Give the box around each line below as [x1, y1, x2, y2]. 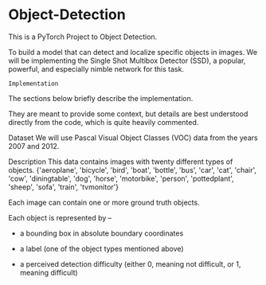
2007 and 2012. [8, 141, 60, 150]
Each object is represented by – [8, 213, 112, 222]
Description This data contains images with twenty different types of [8, 157, 233, 166]
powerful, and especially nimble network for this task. [8, 64, 185, 73]
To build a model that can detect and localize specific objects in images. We [8, 47, 257, 57]
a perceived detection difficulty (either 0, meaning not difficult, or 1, [19, 259, 241, 268]
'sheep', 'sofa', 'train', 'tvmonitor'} [8, 182, 119, 192]
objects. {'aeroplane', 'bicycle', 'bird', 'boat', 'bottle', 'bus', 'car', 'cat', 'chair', [8, 165, 257, 174]
